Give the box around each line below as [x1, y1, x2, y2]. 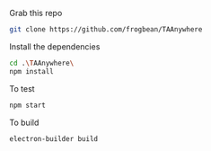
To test [9, 83, 35, 93]
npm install [9, 67, 54, 75]
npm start [9, 101, 47, 110]
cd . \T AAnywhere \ [9, 58, 75, 67]
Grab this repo [9, 8, 63, 18]
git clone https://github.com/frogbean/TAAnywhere [9, 25, 203, 34]
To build [9, 117, 40, 128]
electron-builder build [9, 134, 99, 143]
